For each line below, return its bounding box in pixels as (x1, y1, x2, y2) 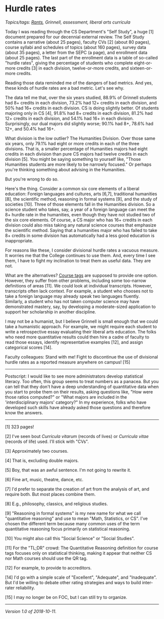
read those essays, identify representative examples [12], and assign (5, 339, 143, 345)
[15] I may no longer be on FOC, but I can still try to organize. (5, 594, 127, 600)
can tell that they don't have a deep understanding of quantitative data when (5, 384, 159, 389)
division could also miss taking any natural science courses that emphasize (5, 222, 157, 228)
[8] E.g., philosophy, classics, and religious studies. (5, 501, 108, 507)
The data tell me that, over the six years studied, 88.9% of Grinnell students (5, 94, 157, 101)
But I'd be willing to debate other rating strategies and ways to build (5, 579, 141, 585)
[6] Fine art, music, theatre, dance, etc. (5, 476, 84, 482)
